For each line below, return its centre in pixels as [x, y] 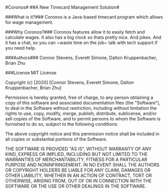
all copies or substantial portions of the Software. [56, 139]
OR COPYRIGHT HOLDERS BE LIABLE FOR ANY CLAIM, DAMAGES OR [78, 170]
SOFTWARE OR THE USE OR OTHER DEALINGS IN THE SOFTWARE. [76, 186]
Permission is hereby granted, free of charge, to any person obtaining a [79, 98]
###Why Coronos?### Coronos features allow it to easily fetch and [75, 32]
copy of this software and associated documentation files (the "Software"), [83, 103]
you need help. [21, 48]
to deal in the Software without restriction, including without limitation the [81, 108]
